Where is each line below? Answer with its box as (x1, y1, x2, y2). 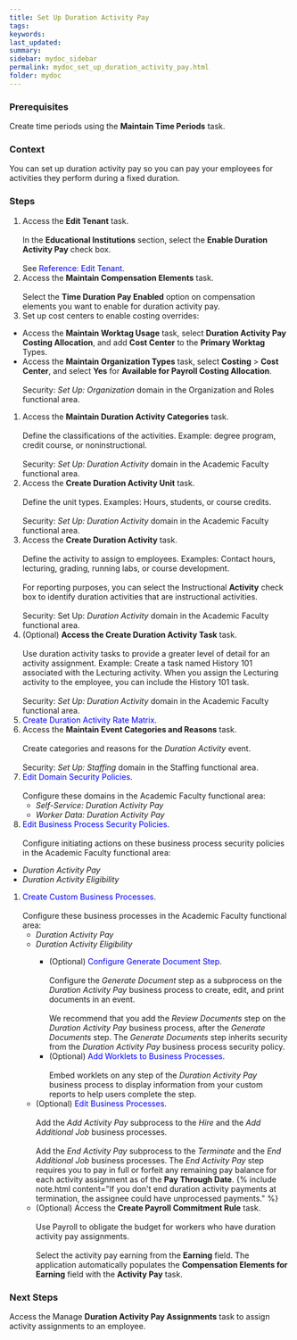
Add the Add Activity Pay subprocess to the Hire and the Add (35, 1117, 261, 1128)
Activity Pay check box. (21, 244, 111, 254)
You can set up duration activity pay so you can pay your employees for (9, 163, 274, 174)
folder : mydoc (9, 71, 62, 80)
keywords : (9, 29, 46, 38)
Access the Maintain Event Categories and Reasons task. (21, 724, 237, 734)
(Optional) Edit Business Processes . (35, 1098, 168, 1109)
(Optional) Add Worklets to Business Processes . (48, 1050, 226, 1062)
